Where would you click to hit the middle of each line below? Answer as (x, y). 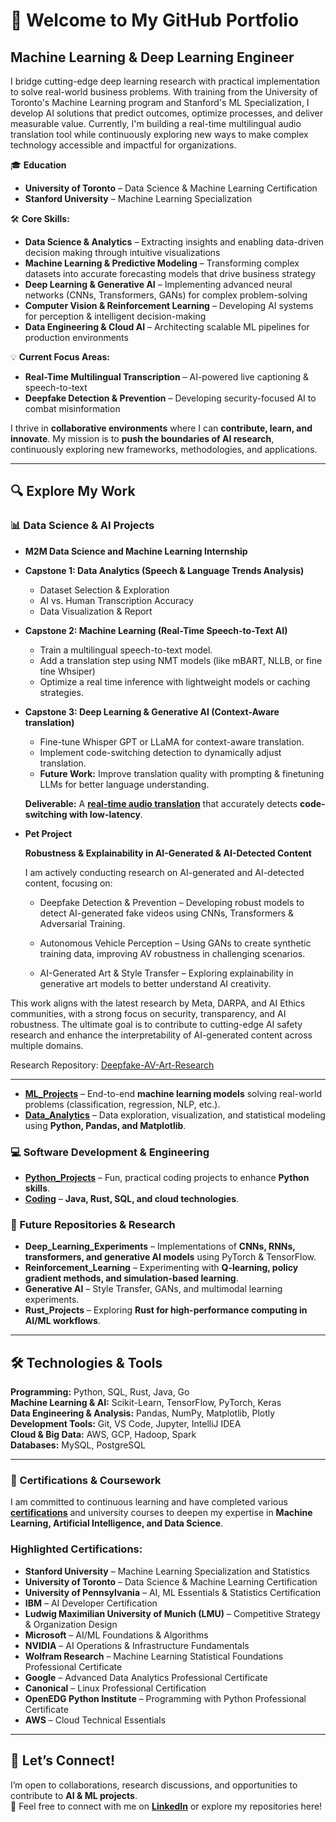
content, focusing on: (68, 883)
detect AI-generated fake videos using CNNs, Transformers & (167, 913)
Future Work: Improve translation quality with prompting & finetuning (182, 773)
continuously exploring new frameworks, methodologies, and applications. (164, 449)
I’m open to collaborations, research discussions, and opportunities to (154, 1785)
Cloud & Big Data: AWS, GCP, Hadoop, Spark (103, 1435)
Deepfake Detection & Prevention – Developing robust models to (172, 902)
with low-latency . (105, 814)
